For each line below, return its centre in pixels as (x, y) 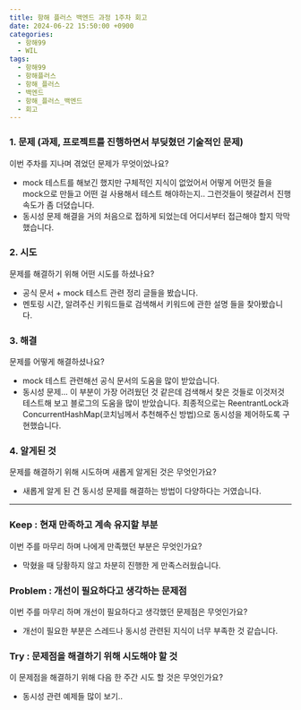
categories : (31, 34)
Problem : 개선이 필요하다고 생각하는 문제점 (98, 590)
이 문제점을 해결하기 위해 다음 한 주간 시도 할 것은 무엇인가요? (116, 678)
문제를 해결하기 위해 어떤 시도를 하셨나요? (82, 273)
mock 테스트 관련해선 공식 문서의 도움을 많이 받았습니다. (121, 381)
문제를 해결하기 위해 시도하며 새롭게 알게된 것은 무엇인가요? (113, 472)
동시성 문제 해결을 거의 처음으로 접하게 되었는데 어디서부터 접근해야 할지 (148, 216)
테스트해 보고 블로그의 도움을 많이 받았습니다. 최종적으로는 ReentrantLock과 (155, 403)
